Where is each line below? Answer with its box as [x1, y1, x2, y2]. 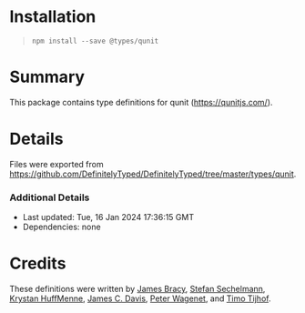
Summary [9, 66, 85, 87]
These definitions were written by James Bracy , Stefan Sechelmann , [9, 284, 266, 295]
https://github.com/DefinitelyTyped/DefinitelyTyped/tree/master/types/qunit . [9, 168, 297, 179]
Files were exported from [9, 158, 104, 169]
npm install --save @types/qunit [31, 36, 159, 45]
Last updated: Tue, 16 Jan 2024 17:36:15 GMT [22, 212, 194, 223]
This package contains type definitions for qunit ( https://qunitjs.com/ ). [9, 96, 273, 107]
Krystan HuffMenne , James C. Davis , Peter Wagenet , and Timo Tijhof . [9, 293, 271, 304]
